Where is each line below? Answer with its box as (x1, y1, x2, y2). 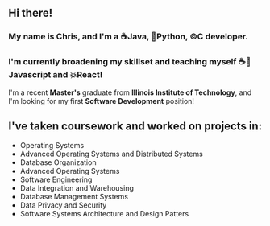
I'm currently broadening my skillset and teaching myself (8, 56, 237, 68)
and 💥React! (52, 69, 103, 80)
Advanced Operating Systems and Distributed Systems (19, 149, 203, 159)
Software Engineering (19, 175, 93, 184)
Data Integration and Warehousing (19, 183, 135, 193)
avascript (8, 69, 52, 80)
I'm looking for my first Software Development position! (8, 96, 195, 105)
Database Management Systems (19, 192, 129, 202)
